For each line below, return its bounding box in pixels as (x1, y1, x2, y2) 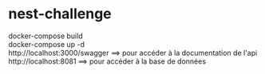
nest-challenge (8, 5, 112, 23)
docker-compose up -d (8, 39, 85, 49)
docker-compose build (8, 31, 83, 41)
